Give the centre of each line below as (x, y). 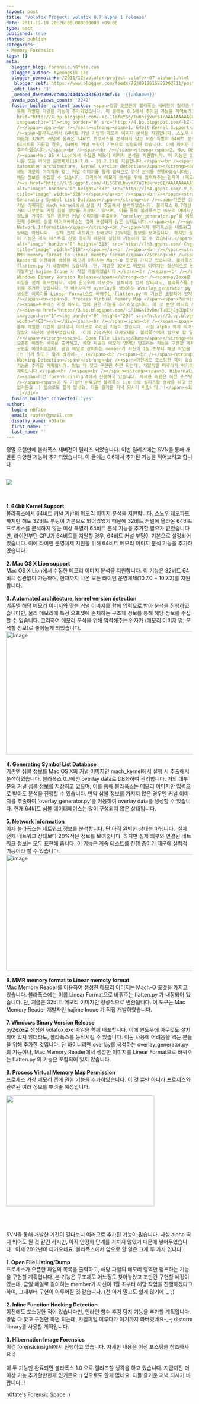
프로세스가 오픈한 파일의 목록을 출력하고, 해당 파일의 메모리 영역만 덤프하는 (92, 1270)
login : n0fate (29, 410)
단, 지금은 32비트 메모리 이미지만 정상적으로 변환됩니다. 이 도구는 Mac (104, 1002)
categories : (21, 45)
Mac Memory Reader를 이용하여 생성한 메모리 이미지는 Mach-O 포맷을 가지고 (97, 987)
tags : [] (17, 56)
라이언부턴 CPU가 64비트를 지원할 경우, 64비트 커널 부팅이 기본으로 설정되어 (102, 536)
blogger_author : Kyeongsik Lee (50, 73)
